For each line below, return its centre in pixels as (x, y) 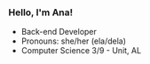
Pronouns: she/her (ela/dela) (73, 41)
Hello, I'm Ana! (41, 12)
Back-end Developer (59, 32)
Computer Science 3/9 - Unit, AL (81, 51)
